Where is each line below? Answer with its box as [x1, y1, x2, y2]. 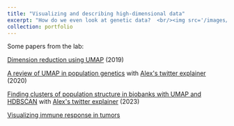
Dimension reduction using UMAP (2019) [7, 56, 124, 64]
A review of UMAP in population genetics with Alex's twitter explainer [7, 69, 207, 77]
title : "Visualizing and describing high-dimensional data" [7, 10, 186, 17]
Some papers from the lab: [7, 42, 84, 51]
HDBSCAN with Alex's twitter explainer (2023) [7, 97, 140, 106]
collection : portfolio [7, 23, 73, 30]
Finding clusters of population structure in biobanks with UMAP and [7, 90, 202, 98]
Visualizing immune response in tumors [7, 111, 120, 119]
